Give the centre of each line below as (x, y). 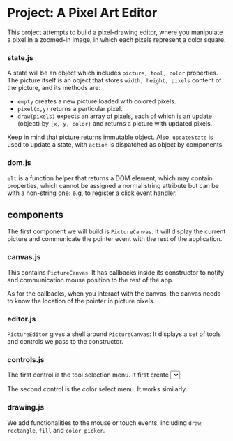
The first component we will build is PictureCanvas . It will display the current (116, 231)
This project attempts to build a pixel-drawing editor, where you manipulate (115, 32)
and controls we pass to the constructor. (65, 341)
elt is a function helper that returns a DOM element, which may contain (110, 178)
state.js (20, 57)
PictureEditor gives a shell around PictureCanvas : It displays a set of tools (114, 334)
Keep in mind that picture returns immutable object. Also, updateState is (111, 137)
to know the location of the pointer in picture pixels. (81, 301)
